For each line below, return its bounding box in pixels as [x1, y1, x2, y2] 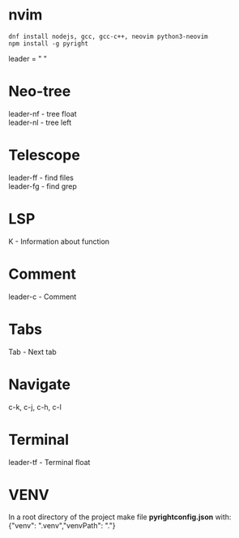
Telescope [8, 146, 81, 164]
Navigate [8, 375, 71, 394]
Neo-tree [8, 83, 71, 100]
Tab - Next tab [8, 347, 57, 357]
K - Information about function [8, 237, 110, 246]
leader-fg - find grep [8, 181, 77, 191]
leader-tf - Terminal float [8, 457, 91, 467]
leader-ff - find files [8, 173, 75, 182]
